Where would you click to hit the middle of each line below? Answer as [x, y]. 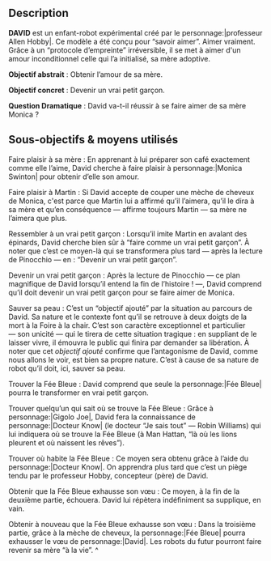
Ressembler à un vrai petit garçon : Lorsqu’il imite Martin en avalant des [128, 233]
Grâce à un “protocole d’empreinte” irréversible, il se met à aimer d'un [125, 50]
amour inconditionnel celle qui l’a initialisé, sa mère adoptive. [110, 58]
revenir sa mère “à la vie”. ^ [53, 550]
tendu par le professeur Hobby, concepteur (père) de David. [108, 475]
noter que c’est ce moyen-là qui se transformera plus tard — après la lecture [135, 251]
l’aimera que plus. [38, 218]
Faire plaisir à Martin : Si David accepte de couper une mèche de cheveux [131, 192]
